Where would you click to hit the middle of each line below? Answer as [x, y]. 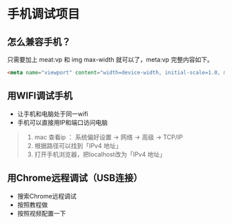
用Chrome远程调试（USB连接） [75, 178]
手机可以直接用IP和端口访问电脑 [62, 122]
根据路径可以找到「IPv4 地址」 [78, 145]
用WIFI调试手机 [40, 96]
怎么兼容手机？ [39, 42]
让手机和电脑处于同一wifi [52, 114]
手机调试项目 [44, 14]
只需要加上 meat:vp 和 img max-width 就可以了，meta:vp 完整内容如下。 [110, 60]
